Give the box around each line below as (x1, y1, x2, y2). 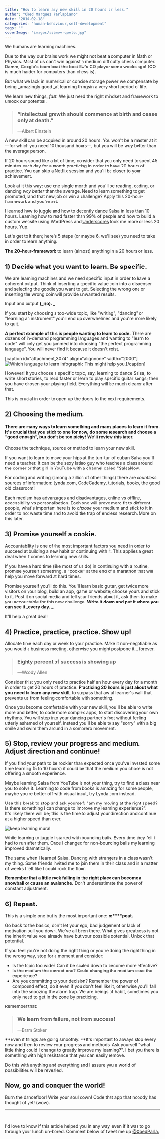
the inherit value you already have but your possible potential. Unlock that (5, 933, 155, 939)
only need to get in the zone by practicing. (12, 994, 98, 1000)
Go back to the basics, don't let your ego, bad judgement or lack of (5, 922, 141, 929)
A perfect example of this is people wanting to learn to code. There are (5, 331, 152, 336)
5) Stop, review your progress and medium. (5, 739, 140, 748)
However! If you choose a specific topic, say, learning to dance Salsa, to (5, 370, 151, 376)
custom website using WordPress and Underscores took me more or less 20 (5, 219, 160, 225)
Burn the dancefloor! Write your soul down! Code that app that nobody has (5, 1094, 156, 1100)
